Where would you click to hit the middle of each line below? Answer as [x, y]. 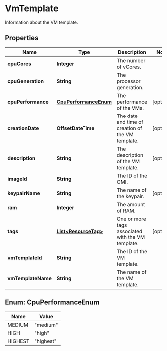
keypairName [24, 193]
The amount [131, 204]
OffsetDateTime [76, 128]
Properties [22, 38]
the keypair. [130, 196]
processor [128, 81]
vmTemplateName [30, 278]
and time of [130, 122]
